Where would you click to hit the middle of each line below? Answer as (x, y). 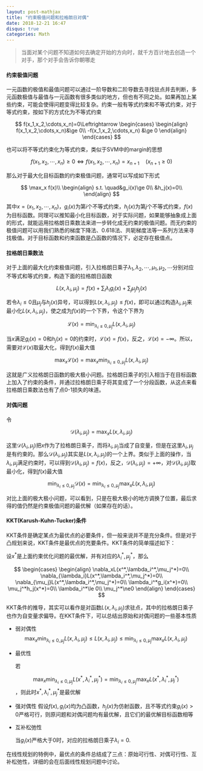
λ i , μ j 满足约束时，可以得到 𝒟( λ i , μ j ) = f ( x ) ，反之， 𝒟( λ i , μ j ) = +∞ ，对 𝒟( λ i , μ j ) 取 (101, 463)
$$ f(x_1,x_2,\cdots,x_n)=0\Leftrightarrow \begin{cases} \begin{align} (101, 124)
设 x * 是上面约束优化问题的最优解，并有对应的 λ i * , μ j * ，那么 (78, 556)
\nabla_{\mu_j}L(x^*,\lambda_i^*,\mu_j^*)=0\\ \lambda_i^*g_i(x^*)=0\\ (101, 582)
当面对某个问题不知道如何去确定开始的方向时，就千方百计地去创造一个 (108, 53)
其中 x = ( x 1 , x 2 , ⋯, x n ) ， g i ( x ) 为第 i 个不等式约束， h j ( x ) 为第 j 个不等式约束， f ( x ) (100, 207)
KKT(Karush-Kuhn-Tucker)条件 (47, 521)
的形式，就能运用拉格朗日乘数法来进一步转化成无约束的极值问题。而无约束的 (101, 223)
